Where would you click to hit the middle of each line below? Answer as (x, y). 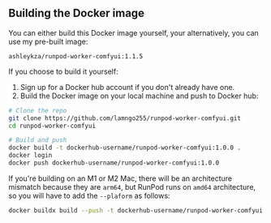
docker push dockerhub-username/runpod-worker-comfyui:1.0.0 (114, 163)
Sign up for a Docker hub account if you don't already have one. (127, 87)
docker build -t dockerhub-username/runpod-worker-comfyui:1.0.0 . (125, 148)
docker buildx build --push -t (61, 210)
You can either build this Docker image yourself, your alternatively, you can (134, 32)
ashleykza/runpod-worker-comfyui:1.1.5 (76, 56)
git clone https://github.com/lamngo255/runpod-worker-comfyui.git (125, 118)
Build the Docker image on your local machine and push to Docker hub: (139, 96)
